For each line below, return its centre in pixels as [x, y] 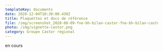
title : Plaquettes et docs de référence [47, 18]
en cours [14, 45]
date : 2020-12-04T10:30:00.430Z [38, 14]
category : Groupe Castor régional [40, 32]
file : [10, 23]
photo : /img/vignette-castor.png [39, 27]
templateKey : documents [29, 9]
